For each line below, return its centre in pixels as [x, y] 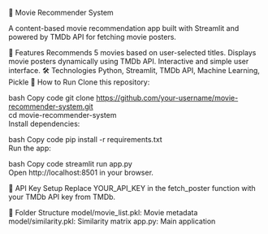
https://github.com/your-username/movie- [167, 98]
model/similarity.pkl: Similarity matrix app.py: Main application [112, 221]
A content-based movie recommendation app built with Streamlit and [124, 28]
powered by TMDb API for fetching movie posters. [93, 37]
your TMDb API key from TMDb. [62, 197]
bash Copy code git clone [52, 98]
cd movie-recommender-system [63, 115]
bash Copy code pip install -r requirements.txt [85, 139]
